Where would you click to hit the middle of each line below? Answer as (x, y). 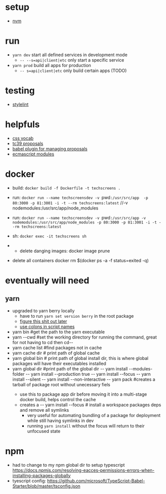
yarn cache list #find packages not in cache (57, 348)
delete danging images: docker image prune (65, 251)
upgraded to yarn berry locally (43, 311)
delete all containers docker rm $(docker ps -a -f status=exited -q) (81, 260)
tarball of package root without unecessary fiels (61, 384)
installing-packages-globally (41, 475)
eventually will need (47, 280)
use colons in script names (47, 326)
